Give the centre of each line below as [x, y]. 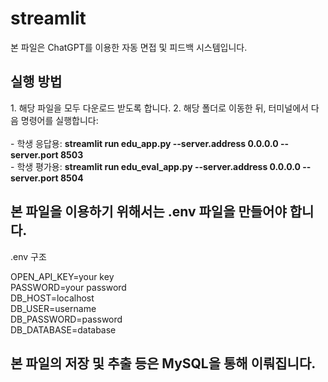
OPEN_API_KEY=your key [62, 276]
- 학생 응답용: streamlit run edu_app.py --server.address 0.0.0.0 [144, 143]
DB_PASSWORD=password [66, 319]
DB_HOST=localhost [52, 298]
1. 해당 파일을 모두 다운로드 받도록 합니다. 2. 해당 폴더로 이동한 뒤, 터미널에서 [159, 108]
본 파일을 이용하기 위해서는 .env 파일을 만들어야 [148, 212]
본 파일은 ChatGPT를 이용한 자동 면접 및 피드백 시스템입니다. [129, 47]
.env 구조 [28, 256]
